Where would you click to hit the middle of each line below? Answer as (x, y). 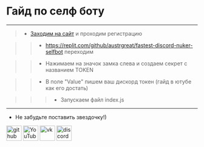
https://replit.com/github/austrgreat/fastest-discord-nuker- (119, 45)
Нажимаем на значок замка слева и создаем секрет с (116, 63)
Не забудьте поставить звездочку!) (61, 117)
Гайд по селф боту (56, 11)
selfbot (54, 51)
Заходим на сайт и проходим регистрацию (86, 33)
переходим (79, 51)
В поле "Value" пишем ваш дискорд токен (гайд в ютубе (118, 81)
